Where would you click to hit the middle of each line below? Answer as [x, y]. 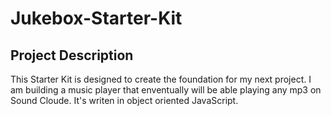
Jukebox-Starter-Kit [96, 18]
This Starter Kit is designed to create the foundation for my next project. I [161, 79]
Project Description [72, 55]
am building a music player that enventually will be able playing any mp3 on [166, 90]
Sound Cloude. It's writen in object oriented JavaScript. [124, 100]
